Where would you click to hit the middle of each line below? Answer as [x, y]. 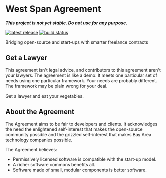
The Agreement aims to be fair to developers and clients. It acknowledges [81, 124]
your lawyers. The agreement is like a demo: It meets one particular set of [81, 75]
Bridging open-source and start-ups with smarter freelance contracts [77, 42]
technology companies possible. [39, 140]
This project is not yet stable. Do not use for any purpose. [66, 23]
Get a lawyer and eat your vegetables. [44, 96]
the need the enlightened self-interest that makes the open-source [74, 129]
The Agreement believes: [31, 149]
